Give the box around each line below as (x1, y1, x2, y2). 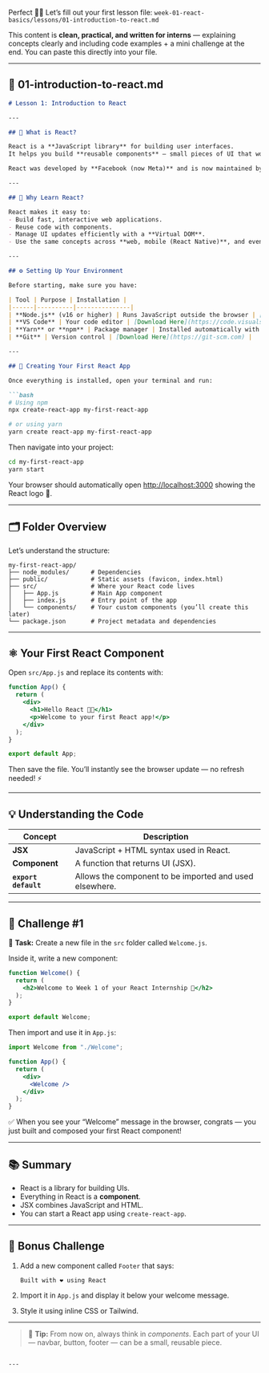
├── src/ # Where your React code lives (8, 582, 195, 590)
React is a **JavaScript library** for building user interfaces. (8, 143, 235, 151)
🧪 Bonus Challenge (8, 1240, 105, 1253)
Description (143, 831, 189, 843)
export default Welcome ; (8, 1014, 91, 1022)
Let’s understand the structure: (8, 546, 110, 555)
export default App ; (8, 750, 78, 758)
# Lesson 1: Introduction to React (8, 99, 127, 108)
